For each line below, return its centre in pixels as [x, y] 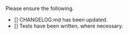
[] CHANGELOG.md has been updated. [61, 20]
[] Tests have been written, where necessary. [69, 26]
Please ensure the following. [40, 8]
